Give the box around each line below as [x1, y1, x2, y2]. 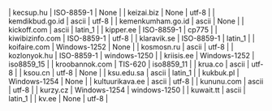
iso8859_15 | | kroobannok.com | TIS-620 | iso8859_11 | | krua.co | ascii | [8, 59, 250, 69]
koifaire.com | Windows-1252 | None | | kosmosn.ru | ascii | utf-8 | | [8, 42, 234, 52]
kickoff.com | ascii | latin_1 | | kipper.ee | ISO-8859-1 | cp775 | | [8, 25, 218, 34]
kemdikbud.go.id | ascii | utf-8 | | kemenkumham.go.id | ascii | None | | [8, 16, 245, 26]
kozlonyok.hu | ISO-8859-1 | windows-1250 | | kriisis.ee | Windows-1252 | [8, 51, 255, 60]
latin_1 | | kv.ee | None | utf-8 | [8, 94, 108, 103]
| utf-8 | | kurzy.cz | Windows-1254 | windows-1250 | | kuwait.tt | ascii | [8, 85, 246, 95]
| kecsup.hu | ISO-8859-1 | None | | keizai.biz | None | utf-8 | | [8, 8, 215, 17]
